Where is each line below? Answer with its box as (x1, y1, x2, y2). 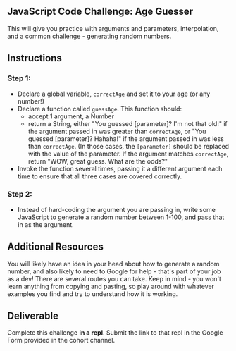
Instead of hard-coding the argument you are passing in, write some (17, 205, 216, 214)
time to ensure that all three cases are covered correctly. (17, 172, 182, 180)
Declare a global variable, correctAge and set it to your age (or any (17, 90, 211, 98)
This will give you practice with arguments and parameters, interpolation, (7, 24, 219, 32)
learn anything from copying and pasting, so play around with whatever (7, 282, 215, 290)
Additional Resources (7, 241, 104, 253)
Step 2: (7, 190, 33, 199)
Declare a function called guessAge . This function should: (17, 104, 182, 113)
